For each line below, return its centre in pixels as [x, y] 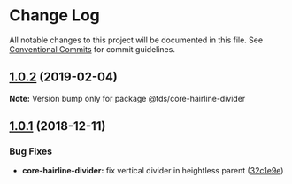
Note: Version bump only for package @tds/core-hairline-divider [127, 98]
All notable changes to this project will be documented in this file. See [136, 40]
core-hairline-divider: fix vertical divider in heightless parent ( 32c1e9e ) [153, 171]
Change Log [54, 15]
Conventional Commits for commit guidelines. [92, 49]
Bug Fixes [31, 151]
